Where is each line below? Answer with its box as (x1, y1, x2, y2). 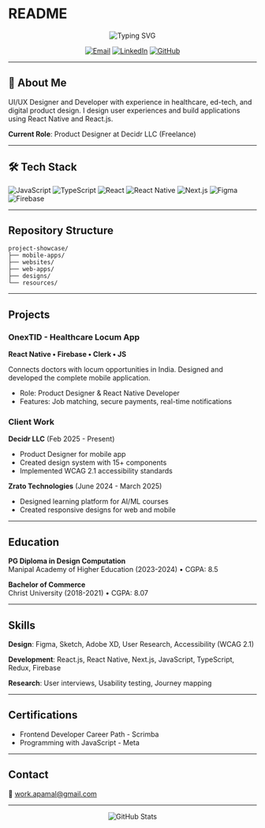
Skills (8, 618, 35, 632)
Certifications (8, 708, 78, 722)
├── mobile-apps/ (8, 251, 65, 260)
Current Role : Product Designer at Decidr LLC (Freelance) (8, 129, 196, 139)
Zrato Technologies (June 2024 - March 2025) (8, 481, 162, 491)
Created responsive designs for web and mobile (19, 505, 176, 514)
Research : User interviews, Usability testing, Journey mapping (8, 678, 212, 688)
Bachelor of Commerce (8, 580, 86, 589)
